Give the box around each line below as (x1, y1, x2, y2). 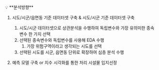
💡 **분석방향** (5, 4, 34, 10)
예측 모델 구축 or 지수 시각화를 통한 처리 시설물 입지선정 (12, 60, 117, 65)
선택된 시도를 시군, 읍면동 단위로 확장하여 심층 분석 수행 (19, 50, 125, 55)
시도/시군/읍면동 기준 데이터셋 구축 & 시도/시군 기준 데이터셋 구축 (12, 15, 135, 20)
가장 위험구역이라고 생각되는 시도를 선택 (26, 43, 102, 49)
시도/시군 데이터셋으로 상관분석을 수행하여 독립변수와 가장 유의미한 (19, 25, 145, 31)
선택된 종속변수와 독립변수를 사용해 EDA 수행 (19, 37, 104, 43)
